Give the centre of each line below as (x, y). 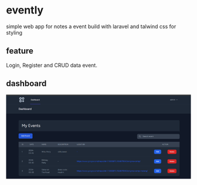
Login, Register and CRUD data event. (52, 65)
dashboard (26, 83)
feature (20, 51)
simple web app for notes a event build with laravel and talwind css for (91, 26)
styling (14, 32)
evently (25, 10)
